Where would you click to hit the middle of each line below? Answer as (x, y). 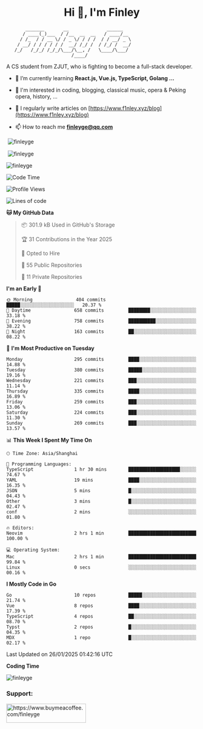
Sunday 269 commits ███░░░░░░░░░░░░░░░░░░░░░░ (101, 423)
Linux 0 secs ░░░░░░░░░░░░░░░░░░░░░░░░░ (101, 567)
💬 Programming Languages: (39, 464)
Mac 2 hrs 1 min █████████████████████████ (101, 557)
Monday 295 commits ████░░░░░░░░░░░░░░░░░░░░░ (101, 360)
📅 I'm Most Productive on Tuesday (51, 348)
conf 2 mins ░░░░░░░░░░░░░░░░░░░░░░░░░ (101, 512)
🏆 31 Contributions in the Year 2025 (67, 239)
